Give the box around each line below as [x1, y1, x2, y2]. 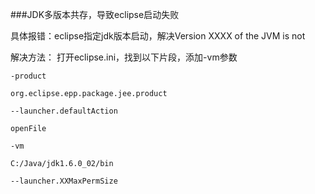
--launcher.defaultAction [10, 106, 118, 116]
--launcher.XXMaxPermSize [10, 176, 118, 186]
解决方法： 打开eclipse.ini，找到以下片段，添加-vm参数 [10, 51, 238, 63]
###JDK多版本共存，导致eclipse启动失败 [10, 9, 180, 20]
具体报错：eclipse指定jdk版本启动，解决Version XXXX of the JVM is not [10, 30, 306, 42]
